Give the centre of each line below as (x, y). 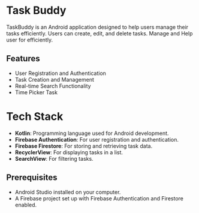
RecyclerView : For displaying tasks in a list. (69, 152)
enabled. (26, 205)
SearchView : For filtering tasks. (54, 158)
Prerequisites (32, 178)
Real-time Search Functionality (53, 86)
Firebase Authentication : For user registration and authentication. (97, 139)
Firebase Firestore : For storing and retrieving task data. (84, 146)
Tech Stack (35, 116)
